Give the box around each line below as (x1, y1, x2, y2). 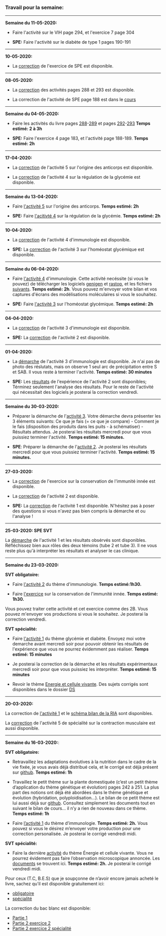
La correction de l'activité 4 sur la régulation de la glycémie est (12, 174, 141, 180)
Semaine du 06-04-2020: (5, 266, 59, 272)
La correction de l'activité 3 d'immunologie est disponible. (12, 325, 131, 331)
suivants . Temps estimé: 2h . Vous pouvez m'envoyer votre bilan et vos (12, 286, 157, 292)
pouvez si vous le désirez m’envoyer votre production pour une (12, 826, 141, 832)
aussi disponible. (5, 725, 40, 731)
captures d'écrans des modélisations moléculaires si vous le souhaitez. (12, 291, 157, 297)
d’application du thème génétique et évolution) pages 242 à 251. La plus (12, 784, 159, 791)
